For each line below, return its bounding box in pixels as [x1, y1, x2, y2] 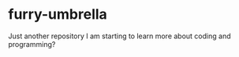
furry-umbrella [8, 5, 108, 23]
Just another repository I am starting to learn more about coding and [8, 31, 231, 41]
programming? [8, 39, 56, 48]
